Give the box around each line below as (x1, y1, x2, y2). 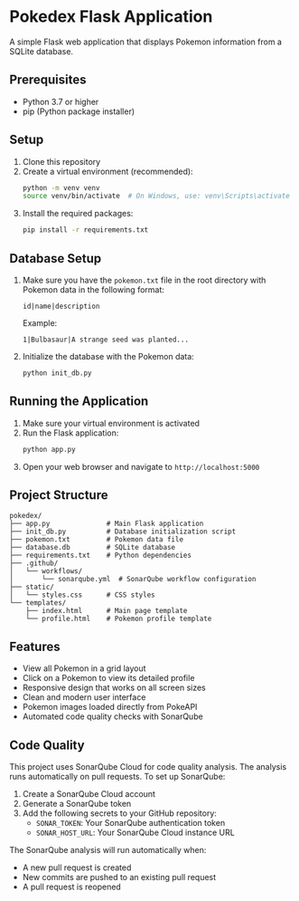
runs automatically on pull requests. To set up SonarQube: (9, 772, 226, 781)
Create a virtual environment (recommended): (22, 166, 193, 177)
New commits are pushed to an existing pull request (22, 872, 217, 882)
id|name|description (22, 302, 100, 311)
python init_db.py (22, 369, 92, 378)
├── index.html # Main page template (25, 607, 188, 616)
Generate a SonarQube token (22, 799, 132, 809)
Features (9, 638, 61, 654)
